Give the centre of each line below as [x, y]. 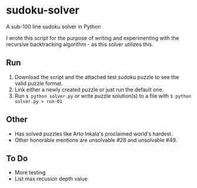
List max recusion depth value [51, 179]
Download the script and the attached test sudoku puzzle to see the [97, 77]
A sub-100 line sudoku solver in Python [54, 27]
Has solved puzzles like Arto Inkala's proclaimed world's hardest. [94, 134]
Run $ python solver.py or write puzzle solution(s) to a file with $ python [103, 95]
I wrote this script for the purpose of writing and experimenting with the [93, 38]
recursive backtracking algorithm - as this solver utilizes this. [80, 44]
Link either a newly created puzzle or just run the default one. [89, 90]
